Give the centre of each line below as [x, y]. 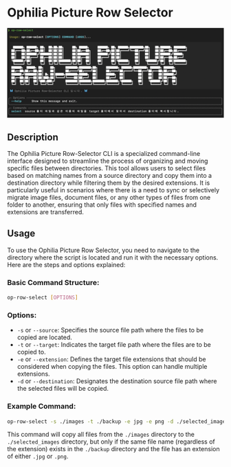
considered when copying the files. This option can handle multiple [112, 367]
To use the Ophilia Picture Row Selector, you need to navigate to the [103, 250]
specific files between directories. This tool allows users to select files [107, 168]
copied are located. [44, 337]
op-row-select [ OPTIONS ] [43, 298]
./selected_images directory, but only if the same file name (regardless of [111, 442]
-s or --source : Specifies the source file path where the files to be [110, 330]
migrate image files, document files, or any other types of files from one [109, 197]
